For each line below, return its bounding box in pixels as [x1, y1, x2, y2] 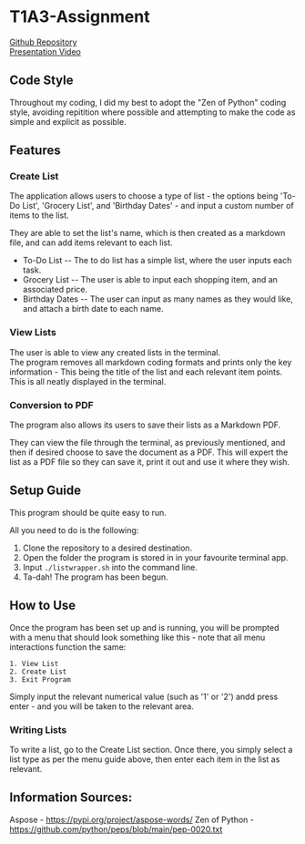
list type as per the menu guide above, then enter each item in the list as [9, 754, 280, 765]
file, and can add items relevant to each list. [9, 237, 173, 248]
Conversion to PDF [9, 398, 94, 411]
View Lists [9, 326, 56, 339]
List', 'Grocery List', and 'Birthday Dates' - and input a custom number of [22, 201, 294, 211]
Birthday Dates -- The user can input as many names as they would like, [22, 293, 294, 304]
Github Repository [9, 36, 77, 47]
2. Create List [9, 667, 67, 676]
